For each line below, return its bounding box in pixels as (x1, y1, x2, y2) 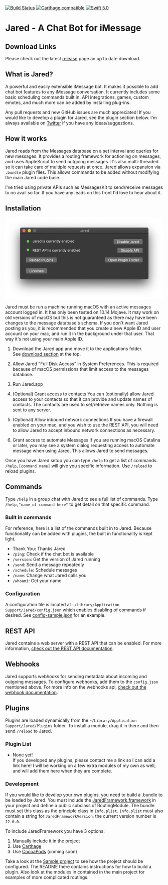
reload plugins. (5, 468, 36, 474)
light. (5, 535, 16, 542)
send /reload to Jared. (5, 728, 52, 734)
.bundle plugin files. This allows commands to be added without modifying (5, 169, 159, 175)
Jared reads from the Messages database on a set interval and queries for (5, 148, 159, 154)
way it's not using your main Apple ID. (5, 336, 84, 342)
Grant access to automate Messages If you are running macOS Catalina (12, 437, 160, 443)
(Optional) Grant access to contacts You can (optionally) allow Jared (12, 391, 154, 397)
